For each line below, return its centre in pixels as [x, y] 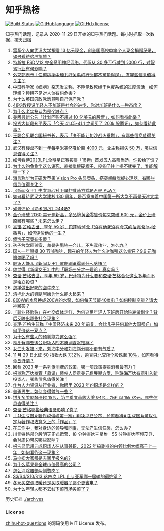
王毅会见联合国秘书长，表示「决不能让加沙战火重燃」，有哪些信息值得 [82, 135]
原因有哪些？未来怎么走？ [38, 221]
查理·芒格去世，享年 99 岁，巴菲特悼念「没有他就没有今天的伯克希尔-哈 [84, 227]
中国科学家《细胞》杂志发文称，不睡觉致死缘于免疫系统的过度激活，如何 [85, 87]
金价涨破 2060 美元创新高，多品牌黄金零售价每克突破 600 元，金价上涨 [84, 214]
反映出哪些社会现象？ [38, 318]
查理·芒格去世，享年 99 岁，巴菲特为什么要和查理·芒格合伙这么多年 [80, 275]
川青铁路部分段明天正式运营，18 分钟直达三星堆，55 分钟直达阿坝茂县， [85, 434]
